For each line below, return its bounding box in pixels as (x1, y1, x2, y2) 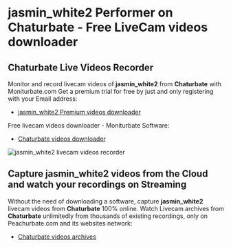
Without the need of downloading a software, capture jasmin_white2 (8, 197, 203, 205)
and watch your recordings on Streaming (8, 179, 187, 190)
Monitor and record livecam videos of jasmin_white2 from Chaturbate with (8, 80, 222, 88)
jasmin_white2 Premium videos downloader (17, 108, 142, 116)
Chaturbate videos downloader (17, 135, 106, 143)
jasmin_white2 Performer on (8, 5, 173, 21)
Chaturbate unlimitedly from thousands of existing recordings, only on (8, 212, 208, 220)
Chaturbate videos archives (17, 233, 97, 241)
